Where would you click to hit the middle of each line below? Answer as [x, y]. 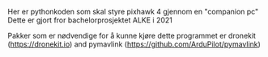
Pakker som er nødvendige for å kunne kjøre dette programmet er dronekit [132, 36]
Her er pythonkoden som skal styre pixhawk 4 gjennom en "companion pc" [133, 12]
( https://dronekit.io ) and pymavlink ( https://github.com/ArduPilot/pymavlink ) [134, 44]
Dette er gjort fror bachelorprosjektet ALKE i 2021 [90, 20]
